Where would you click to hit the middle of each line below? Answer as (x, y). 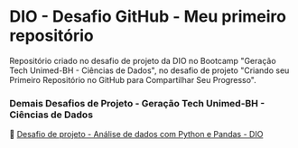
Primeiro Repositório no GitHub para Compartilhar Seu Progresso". (133, 79)
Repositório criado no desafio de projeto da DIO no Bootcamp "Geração (143, 60)
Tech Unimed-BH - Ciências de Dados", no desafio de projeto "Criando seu (149, 70)
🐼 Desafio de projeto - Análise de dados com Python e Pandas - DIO (136, 134)
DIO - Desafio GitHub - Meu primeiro (148, 17)
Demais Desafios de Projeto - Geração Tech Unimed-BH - (137, 103)
